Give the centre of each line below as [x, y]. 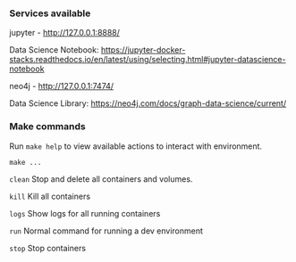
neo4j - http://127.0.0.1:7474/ [62, 86]
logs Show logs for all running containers [85, 213]
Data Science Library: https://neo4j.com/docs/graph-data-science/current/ [148, 103]
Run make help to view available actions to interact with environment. [135, 146]
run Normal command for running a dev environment [106, 231]
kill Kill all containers [50, 196]
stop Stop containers [48, 248]
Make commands [48, 127]
